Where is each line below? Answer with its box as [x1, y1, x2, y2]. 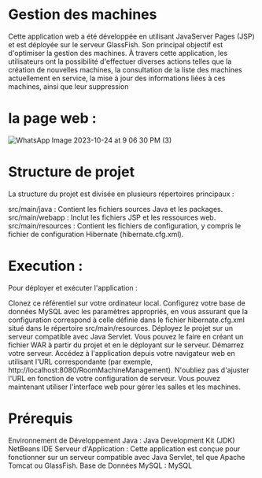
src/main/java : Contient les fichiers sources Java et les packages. [8, 204, 223, 213]
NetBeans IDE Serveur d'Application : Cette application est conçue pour [8, 443, 241, 454]
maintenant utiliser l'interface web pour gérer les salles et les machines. [8, 382, 242, 391]
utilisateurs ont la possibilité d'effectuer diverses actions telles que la [8, 57, 232, 66]
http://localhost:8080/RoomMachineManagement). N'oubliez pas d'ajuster [8, 365, 249, 375]
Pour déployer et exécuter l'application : [8, 283, 138, 292]
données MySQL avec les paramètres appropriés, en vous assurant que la [8, 306, 249, 316]
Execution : [8, 258, 83, 275]
